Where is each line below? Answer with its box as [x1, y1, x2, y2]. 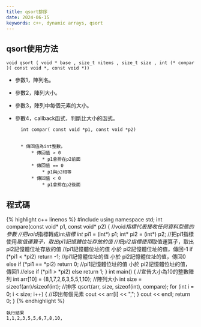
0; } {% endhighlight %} [6, 298, 65, 304]
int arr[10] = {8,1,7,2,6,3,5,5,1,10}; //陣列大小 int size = [13, 275, 142, 283]
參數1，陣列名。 [14, 76, 55, 84]
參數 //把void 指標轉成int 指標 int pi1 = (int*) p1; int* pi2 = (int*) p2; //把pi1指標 [6, 230, 194, 238]
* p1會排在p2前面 [41, 157, 81, 163]
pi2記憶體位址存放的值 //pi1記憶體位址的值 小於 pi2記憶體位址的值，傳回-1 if [6, 245, 193, 253]
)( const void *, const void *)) [6, 65, 90, 71]
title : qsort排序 [6, 8, 48, 15]
